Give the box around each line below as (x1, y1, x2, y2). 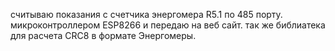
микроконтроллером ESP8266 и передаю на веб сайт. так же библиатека (10, 19, 326, 31)
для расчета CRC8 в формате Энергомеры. (10, 30, 197, 41)
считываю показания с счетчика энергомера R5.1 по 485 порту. (10, 9, 283, 20)
